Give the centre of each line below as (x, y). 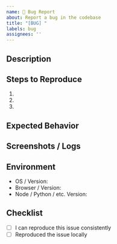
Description (29, 59)
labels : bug (21, 29)
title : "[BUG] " (27, 23)
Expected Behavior (43, 125)
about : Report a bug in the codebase (54, 18)
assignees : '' (24, 34)
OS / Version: (31, 181)
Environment (31, 167)
